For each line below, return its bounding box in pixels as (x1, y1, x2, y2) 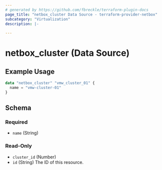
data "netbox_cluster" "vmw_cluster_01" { (5, 80, 95, 85)
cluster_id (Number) (12, 153, 56, 160)
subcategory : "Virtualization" (5, 16, 70, 21)
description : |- (5, 21, 39, 26)
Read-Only (5, 142, 32, 149)
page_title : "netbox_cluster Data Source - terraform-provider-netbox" (5, 12, 157, 17)
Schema (5, 103, 31, 112)
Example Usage (5, 67, 55, 75)
